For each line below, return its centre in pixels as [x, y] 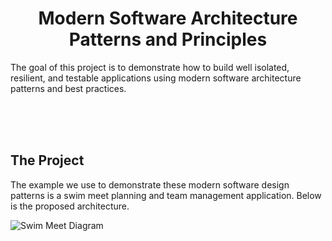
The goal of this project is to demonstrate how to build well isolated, [150, 67]
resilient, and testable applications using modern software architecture [156, 78]
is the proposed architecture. [70, 206]
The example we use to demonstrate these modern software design [150, 184]
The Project [47, 160]
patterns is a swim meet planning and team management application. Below [166, 195]
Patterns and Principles [168, 39]
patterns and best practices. [68, 88]
